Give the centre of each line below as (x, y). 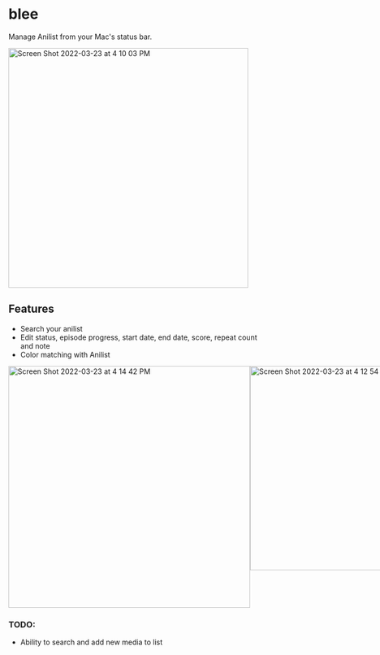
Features (31, 309)
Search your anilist (51, 328)
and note (35, 345)
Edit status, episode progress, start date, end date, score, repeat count (138, 337)
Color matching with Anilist (65, 354)
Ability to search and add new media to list (91, 642)
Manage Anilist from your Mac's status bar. (80, 37)
